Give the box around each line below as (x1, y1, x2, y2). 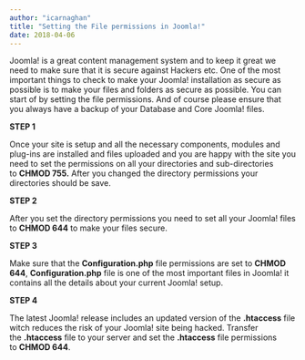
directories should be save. (9, 178, 112, 189)
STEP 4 (9, 295, 38, 306)
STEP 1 (9, 121, 36, 132)
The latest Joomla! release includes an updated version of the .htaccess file (9, 313, 296, 324)
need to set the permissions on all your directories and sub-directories (9, 159, 274, 170)
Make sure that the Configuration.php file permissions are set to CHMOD (9, 258, 287, 269)
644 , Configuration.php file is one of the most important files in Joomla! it (9, 268, 290, 279)
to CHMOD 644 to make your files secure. (9, 222, 168, 233)
